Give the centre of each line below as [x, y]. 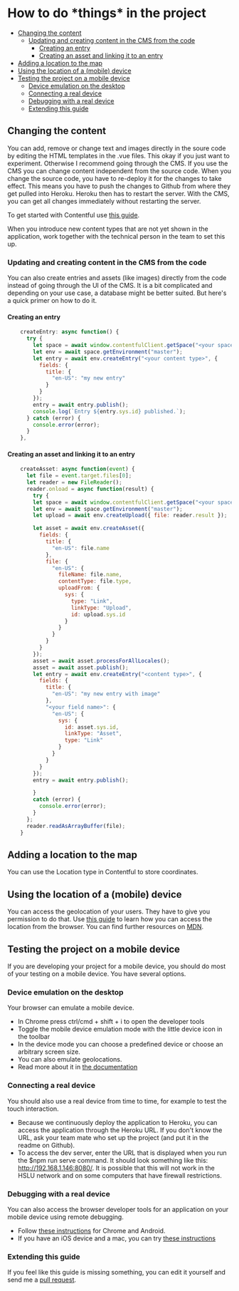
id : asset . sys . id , [92, 727]
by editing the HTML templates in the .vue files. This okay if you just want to [118, 155]
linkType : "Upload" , [101, 608]
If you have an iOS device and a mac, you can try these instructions [116, 1238]
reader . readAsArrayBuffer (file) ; [76, 826]
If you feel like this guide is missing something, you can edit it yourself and [117, 1272]
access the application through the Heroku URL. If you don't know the [120, 1130]
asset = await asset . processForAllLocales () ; [102, 660]
